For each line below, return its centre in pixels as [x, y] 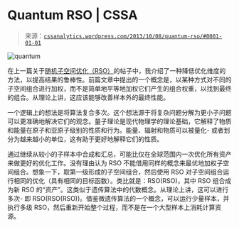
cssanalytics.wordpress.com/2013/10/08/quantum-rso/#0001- [133, 36]
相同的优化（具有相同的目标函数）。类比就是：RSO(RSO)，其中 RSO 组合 [119, 180]
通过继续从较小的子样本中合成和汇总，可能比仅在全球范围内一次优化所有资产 [119, 154]
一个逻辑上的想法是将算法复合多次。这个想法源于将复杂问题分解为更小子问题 [119, 112]
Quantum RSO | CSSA [73, 15]
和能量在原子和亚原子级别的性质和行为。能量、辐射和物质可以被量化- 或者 [116, 130]
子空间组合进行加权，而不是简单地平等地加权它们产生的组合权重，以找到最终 [119, 88]
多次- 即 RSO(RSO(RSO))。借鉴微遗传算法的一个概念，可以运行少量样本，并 [118, 198]
